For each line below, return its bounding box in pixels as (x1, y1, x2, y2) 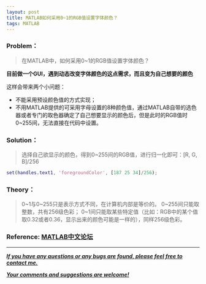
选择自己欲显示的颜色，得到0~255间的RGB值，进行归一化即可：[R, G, (21, 151, 197, 158)
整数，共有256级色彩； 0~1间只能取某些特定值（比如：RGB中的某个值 (21, 208, 198, 215)
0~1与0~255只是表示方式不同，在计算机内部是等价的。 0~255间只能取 (21, 201, 200, 208)
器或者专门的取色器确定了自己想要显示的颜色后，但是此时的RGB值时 (15, 111, 188, 118)
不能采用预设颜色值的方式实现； (15, 96, 96, 103)
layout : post (6, 9, 40, 15)
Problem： (6, 42, 39, 50)
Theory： (6, 185, 36, 194)
